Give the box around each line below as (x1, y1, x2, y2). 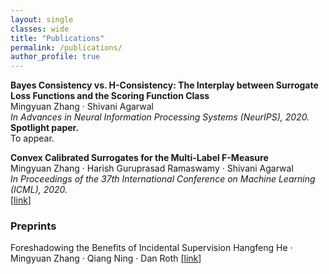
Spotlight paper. (10, 122, 80, 134)
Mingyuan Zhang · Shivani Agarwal (10, 101, 154, 113)
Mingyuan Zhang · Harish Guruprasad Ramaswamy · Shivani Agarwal (10, 162, 294, 175)
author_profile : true (10, 52, 101, 62)
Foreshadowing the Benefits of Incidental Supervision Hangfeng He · (10, 242, 293, 254)
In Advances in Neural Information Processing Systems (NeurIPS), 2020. (10, 111, 310, 123)
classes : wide (10, 24, 70, 34)
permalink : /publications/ (10, 42, 123, 53)
